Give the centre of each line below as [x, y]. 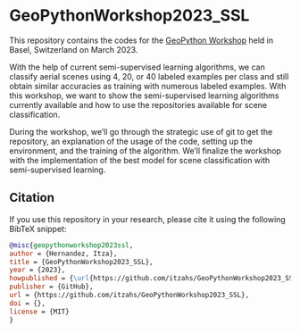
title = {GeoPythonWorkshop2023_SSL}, [81, 262]
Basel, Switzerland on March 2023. [74, 49]
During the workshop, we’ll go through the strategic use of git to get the [141, 131]
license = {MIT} [39, 312]
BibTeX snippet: [38, 229]
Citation [32, 198]
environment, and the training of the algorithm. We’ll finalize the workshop [145, 150]
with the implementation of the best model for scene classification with [140, 160]
